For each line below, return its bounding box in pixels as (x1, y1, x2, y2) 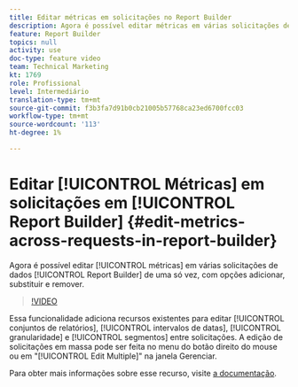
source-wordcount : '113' (9, 120, 101, 129)
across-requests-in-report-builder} (9, 231, 278, 251)
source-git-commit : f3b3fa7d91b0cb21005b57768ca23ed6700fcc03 (9, 104, 244, 112)
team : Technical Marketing (9, 63, 109, 72)
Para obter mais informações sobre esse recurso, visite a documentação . (9, 368, 278, 378)
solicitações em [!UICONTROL (9, 193, 235, 213)
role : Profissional (9, 79, 82, 88)
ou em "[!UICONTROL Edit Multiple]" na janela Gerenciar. (9, 351, 217, 361)
